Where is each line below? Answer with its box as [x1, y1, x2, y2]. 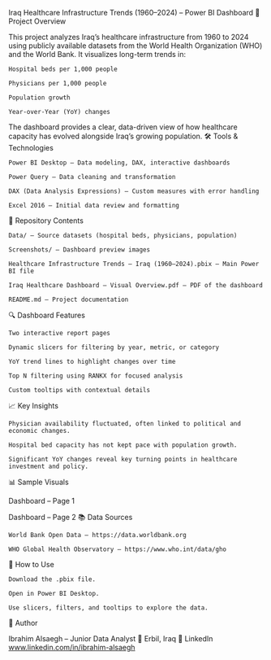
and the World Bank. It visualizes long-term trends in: [8, 50, 187, 59]
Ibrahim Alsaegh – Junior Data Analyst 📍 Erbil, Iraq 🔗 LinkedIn [8, 634, 213, 643]
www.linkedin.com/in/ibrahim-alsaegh [8, 643, 135, 652]
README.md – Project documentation [8, 295, 129, 304]
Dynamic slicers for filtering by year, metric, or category [8, 343, 220, 352]
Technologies [8, 143, 54, 152]
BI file [8, 267, 35, 275]
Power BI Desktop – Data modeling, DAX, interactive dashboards [8, 159, 230, 167]
